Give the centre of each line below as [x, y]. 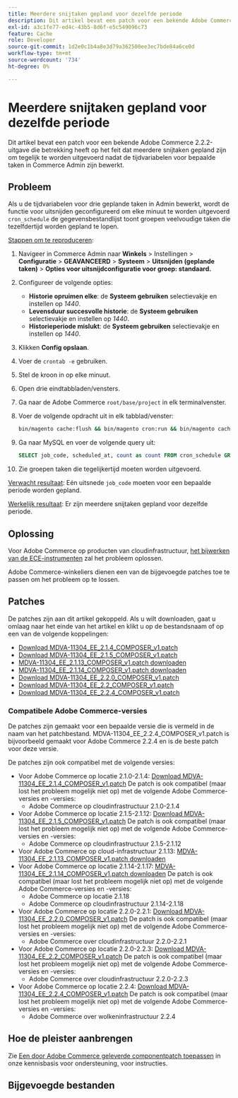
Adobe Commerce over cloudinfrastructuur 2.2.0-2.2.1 [108, 942]
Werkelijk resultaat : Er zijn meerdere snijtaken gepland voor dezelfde [108, 504]
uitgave [19, 150]
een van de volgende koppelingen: [58, 633]
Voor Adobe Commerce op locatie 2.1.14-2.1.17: [86, 866]
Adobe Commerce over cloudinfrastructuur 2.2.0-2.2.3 [108, 979]
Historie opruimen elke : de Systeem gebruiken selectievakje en [123, 296]
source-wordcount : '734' [44, 60]
